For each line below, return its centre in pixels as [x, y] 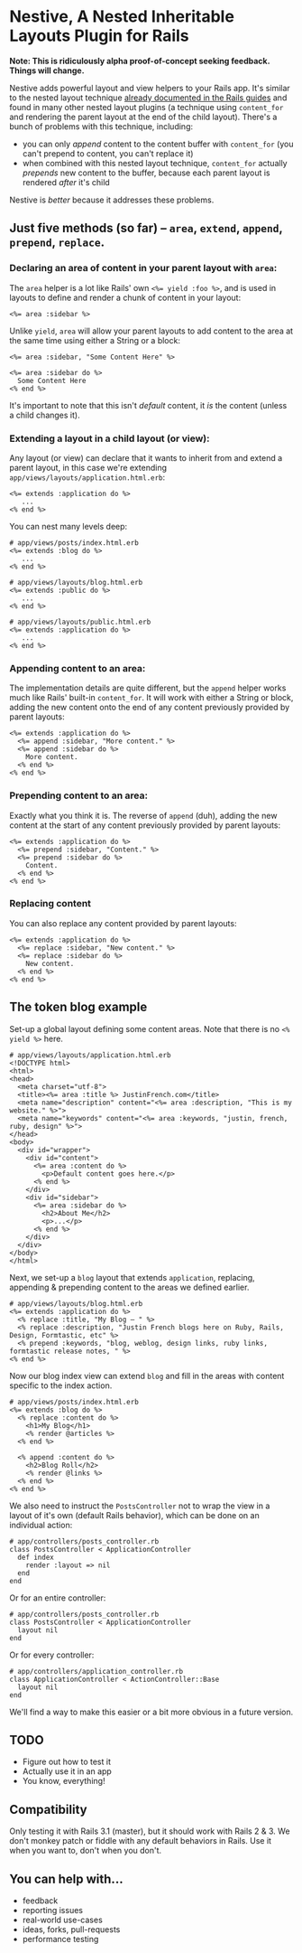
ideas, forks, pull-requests [71, 1930]
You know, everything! [64, 1781]
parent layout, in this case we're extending [88, 467]
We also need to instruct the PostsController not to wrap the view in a [140, 1506]
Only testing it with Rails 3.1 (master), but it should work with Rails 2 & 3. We [150, 1831]
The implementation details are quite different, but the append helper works [148, 688]
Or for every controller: [52, 1655]
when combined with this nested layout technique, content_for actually [155, 163]
